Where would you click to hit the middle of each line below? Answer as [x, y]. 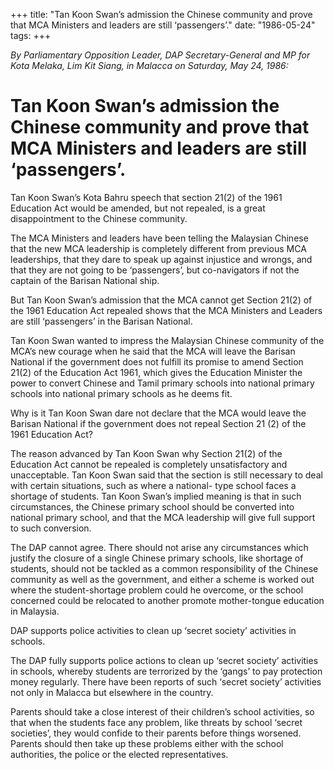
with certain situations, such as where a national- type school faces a [153, 485]
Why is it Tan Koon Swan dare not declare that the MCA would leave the [158, 413]
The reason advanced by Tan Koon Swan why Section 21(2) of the [146, 453]
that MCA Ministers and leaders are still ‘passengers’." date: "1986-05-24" [163, 25]
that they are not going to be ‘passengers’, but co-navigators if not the [155, 270]
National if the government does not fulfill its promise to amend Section [157, 361]
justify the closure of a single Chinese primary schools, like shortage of [157, 558]
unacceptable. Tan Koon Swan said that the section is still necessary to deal [166, 475]
